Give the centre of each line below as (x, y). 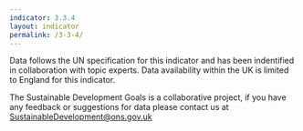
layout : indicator (44, 26)
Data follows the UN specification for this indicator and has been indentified (152, 61)
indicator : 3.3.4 (42, 18)
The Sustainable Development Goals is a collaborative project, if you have (148, 97)
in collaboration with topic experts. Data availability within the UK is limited (149, 70)
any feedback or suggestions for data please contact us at (120, 107)
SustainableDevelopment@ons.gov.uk (81, 117)
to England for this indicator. (63, 80)
